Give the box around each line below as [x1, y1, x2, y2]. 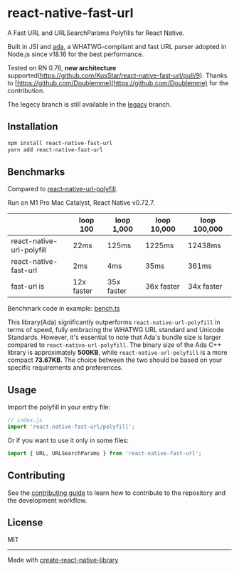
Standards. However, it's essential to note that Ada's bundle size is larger [7, 333, 222, 342]
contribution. [7, 86, 45, 95]
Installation [7, 121, 58, 133]
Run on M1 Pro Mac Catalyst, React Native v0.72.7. [7, 198, 155, 207]
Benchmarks [7, 166, 65, 178]
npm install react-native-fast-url [7, 139, 113, 146]
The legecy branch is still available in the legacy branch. [7, 100, 172, 108]
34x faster [187, 282, 223, 292]
